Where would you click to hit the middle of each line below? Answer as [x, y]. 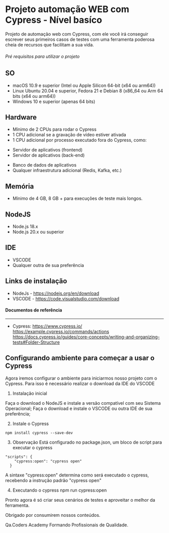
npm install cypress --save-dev [39, 433]
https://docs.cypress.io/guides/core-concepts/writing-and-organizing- [86, 337]
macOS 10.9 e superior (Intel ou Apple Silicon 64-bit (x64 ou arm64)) [84, 85]
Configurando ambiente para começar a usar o [80, 358]
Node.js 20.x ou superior [38, 232]
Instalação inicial [30, 393]
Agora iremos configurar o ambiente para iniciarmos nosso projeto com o [81, 378]
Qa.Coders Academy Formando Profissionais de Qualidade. [67, 525]
